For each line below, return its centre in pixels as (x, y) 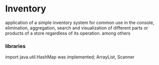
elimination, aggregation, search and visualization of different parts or (77, 27)
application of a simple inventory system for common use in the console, (80, 22)
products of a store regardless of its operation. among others (68, 33)
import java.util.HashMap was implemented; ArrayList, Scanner (70, 57)
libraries (15, 46)
